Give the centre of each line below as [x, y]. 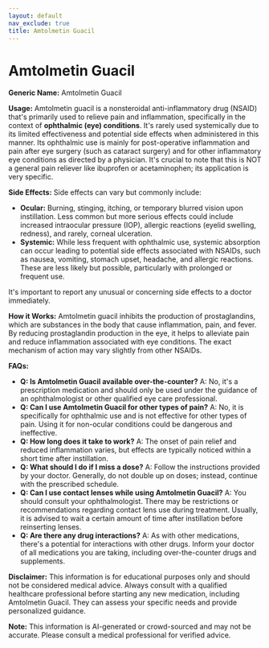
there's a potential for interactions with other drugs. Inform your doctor [137, 544]
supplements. [43, 561]
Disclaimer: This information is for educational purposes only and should [129, 577]
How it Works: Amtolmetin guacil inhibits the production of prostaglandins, [132, 316]
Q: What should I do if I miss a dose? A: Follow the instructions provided [140, 467]
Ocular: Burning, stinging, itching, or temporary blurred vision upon [131, 208]
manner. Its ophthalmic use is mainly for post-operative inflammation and [129, 142]
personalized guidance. [47, 611]
